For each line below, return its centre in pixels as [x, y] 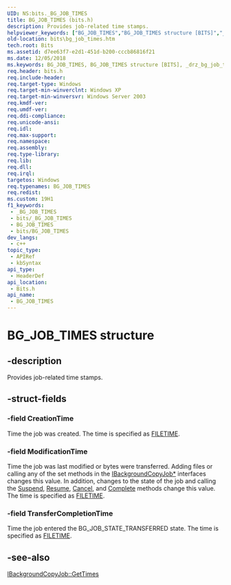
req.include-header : [37, 77]
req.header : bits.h [35, 71]
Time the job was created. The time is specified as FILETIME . [93, 434]
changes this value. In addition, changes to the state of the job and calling [112, 481]
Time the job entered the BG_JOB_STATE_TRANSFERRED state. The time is [113, 529]
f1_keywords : [26, 206]
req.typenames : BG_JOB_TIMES [49, 187]
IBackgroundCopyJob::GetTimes [53, 574]
